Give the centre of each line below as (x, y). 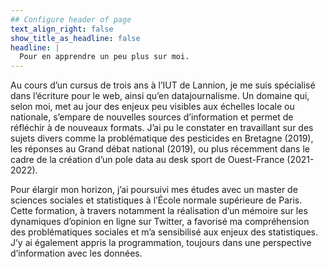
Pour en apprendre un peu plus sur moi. (104, 57)
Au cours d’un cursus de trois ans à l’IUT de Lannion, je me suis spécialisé (163, 85)
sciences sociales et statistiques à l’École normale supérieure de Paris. (156, 200)
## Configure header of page (71, 19)
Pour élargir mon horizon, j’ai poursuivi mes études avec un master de (154, 190)
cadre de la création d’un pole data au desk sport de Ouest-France (147, 160)
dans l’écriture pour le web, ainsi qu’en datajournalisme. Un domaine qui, (160, 96)
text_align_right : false (62, 29)
